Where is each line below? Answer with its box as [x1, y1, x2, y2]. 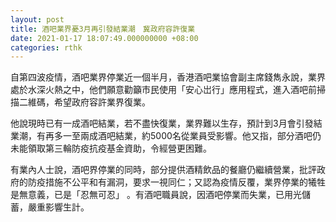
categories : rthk [10, 42, 83, 53]
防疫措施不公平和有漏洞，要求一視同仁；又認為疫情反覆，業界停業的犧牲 [27, 176, 326, 188]
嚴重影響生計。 [27, 201, 90, 213]
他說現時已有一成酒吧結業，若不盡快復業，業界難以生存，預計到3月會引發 [10, 117, 314, 130]
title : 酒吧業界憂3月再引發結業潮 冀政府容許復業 [10, 24, 196, 34]
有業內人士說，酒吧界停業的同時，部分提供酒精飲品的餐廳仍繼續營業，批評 [10, 164, 317, 176]
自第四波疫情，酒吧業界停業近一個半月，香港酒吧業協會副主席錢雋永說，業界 [10, 71, 326, 83]
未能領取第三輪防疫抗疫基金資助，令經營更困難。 [10, 142, 212, 155]
